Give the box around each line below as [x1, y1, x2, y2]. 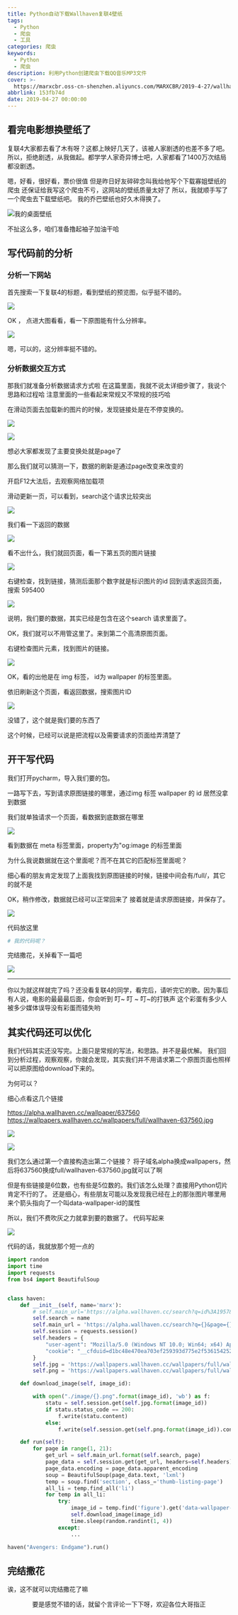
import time [7, 1263, 42, 1270]
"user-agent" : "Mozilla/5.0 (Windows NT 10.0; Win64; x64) [45, 1341, 223, 1348]
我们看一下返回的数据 [7, 520, 69, 528]
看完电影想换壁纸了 [7, 124, 91, 136]
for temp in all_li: [45, 1491, 106, 1498]
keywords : [7, 50, 37, 57]
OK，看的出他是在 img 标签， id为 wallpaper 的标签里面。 [7, 672, 176, 680]
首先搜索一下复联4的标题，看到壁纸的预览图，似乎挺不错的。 [7, 287, 186, 296]
